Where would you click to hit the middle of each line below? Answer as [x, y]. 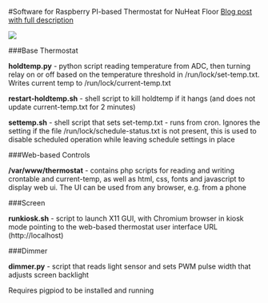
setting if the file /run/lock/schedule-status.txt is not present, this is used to [133, 131]
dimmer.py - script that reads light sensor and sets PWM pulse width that [130, 266]
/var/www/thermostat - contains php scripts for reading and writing [121, 170]
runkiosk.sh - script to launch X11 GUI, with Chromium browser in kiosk [126, 218]
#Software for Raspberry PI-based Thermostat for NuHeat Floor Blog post [130, 12]
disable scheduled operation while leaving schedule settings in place [122, 140]
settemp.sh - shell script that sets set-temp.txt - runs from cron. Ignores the [134, 122]
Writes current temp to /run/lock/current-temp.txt [90, 83]
